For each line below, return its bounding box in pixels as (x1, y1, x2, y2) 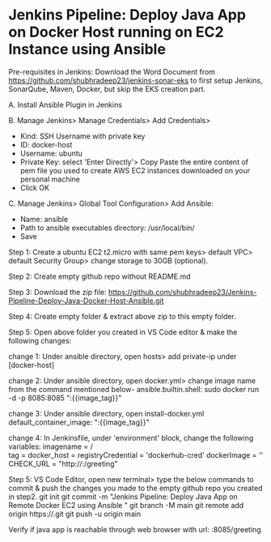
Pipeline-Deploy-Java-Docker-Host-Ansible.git (8, 296, 164, 305)
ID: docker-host (19, 139, 73, 149)
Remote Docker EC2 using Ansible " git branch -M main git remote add (8, 500, 244, 510)
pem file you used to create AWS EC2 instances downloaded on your (19, 165, 251, 175)
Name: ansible (19, 214, 69, 224)
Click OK (19, 182, 50, 192)
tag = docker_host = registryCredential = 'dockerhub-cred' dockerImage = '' (8, 450, 264, 459)
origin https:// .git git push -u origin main (8, 509, 142, 519)
